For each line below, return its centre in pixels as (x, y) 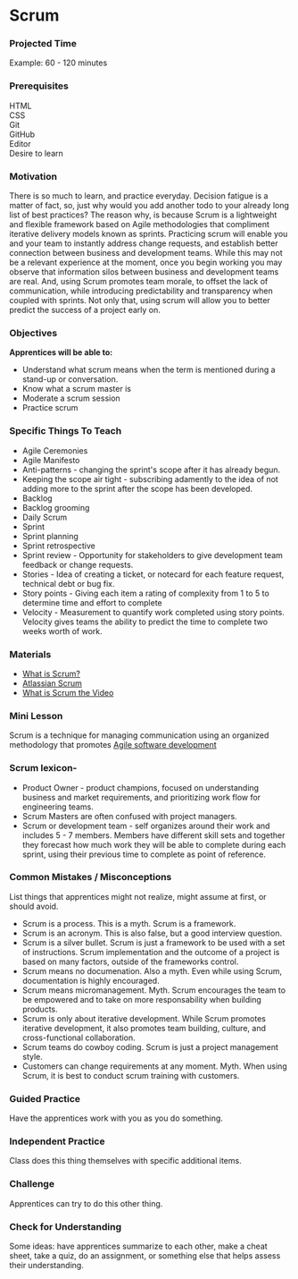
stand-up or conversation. (70, 379)
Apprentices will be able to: (61, 352)
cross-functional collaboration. (79, 1038)
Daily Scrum (45, 517)
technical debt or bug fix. (68, 583)
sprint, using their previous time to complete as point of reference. (144, 854)
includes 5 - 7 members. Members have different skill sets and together (153, 835)
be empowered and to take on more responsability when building (141, 999)
